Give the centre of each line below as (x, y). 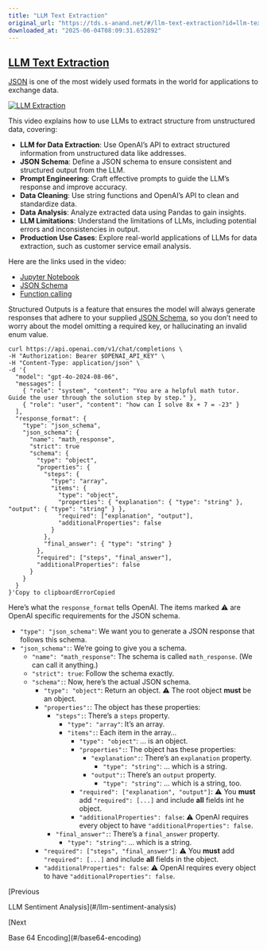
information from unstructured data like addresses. (103, 153)
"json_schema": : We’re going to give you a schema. (103, 648)
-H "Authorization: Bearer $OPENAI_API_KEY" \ (87, 356)
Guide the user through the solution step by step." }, (103, 398)
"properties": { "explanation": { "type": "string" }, (151, 502)
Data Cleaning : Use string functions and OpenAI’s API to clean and (129, 196)
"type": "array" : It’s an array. (116, 724)
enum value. (29, 335)
